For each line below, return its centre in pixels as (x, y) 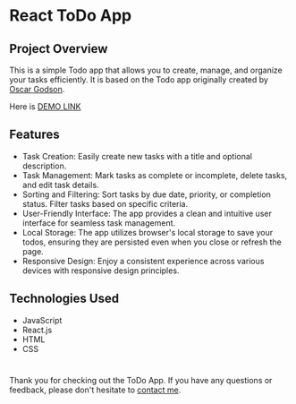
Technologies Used (64, 299)
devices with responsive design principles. (101, 271)
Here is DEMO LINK (45, 107)
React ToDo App (71, 16)
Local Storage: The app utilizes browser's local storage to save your (148, 232)
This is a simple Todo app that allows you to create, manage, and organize (146, 70)
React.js (37, 330)
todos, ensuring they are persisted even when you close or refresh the (152, 242)
